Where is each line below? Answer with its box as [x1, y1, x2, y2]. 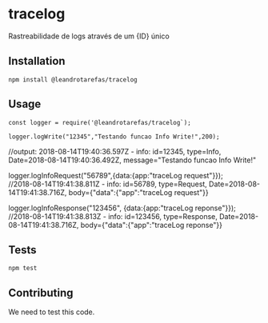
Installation [8, 54, 66, 68]
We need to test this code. [8, 307, 95, 317]
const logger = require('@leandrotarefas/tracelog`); [8, 118, 192, 126]
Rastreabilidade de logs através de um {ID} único [8, 31, 170, 41]
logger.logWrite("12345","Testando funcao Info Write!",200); [8, 133, 220, 141]
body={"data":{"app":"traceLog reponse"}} [80, 220, 222, 229]
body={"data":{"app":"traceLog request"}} [68, 187, 210, 197]
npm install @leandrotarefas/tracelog [8, 75, 138, 84]
